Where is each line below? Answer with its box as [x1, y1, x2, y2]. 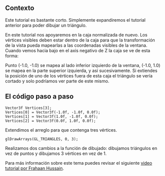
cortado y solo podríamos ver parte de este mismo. [5, 78, 110, 84]
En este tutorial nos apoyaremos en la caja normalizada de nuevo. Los [5, 32, 148, 37]
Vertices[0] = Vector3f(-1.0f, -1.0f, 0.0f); [5, 109, 100, 115]
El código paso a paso [5, 92, 74, 101]
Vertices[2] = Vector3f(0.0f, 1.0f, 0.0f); [5, 118, 96, 123]
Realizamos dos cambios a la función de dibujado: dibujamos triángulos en [5, 145, 157, 151]
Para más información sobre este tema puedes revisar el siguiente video [5, 160, 152, 166]
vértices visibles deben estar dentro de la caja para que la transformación [5, 37, 156, 43]
